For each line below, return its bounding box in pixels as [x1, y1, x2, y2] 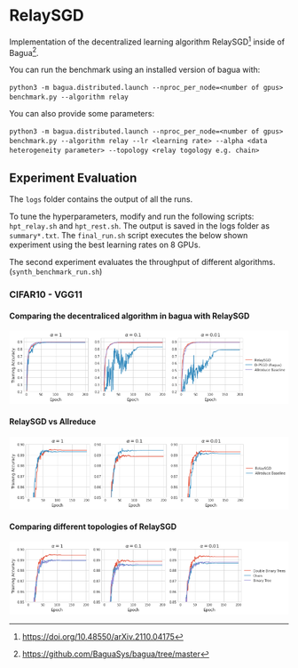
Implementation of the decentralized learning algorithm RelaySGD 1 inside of [9, 35, 286, 47]
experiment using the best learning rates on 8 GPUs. [9, 239, 201, 250]
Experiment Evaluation [9, 170, 137, 185]
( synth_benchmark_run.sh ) [9, 266, 103, 277]
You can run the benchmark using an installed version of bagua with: [9, 64, 261, 76]
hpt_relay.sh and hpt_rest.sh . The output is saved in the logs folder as [9, 221, 271, 231]
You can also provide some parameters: [9, 109, 155, 119]
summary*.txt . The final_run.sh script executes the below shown [9, 230, 248, 241]
